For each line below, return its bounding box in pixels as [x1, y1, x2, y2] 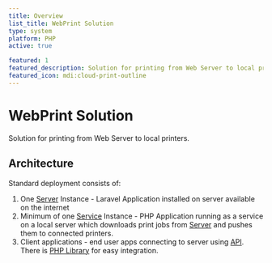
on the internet [19, 202, 70, 212]
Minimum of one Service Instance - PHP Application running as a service [19, 211, 264, 221]
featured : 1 [8, 57, 49, 65]
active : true [8, 42, 53, 50]
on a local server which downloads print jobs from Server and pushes [19, 219, 253, 229]
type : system [8, 27, 53, 35]
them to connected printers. [19, 228, 113, 238]
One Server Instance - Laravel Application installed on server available [19, 193, 255, 203]
